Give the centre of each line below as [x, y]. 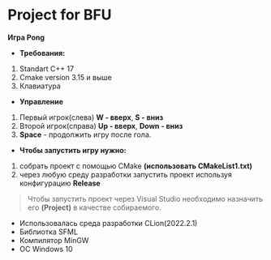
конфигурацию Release [60, 183]
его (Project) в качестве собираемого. [94, 207]
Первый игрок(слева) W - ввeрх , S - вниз [91, 117]
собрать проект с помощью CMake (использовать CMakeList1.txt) [136, 166]
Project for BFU [60, 15]
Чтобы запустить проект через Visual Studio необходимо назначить [145, 198]
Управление [41, 101]
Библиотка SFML [49, 232]
